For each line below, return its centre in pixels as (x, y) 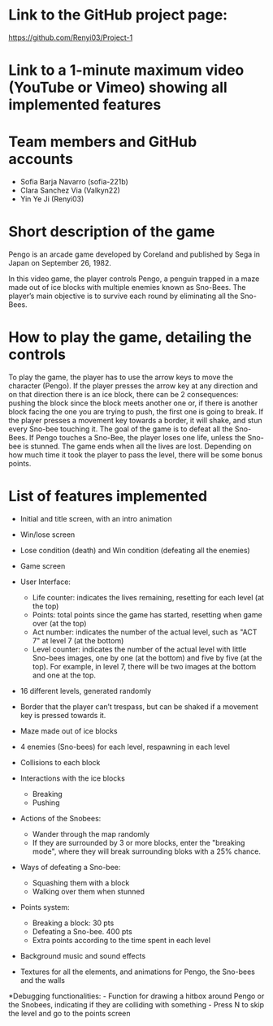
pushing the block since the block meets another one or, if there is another (133, 403)
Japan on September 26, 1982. (60, 263)
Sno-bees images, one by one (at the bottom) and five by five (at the (147, 658)
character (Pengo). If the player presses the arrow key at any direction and (133, 385)
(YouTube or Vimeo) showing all (118, 88)
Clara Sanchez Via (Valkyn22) (70, 190)
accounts (41, 159)
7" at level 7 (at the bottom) (78, 640)
